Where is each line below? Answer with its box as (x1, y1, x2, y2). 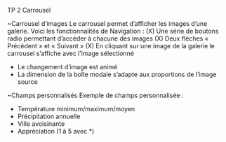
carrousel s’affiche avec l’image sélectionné (7, 49, 135, 57)
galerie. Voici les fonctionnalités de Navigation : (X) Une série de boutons (7, 27, 219, 35)
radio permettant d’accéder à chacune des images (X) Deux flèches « (7, 34, 209, 43)
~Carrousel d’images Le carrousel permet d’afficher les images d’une (7, 20, 208, 27)
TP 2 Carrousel (7, 6, 51, 14)
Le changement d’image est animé (17, 63, 118, 71)
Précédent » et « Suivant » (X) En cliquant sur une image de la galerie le (7, 42, 215, 50)
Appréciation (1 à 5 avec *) (17, 127, 95, 135)
